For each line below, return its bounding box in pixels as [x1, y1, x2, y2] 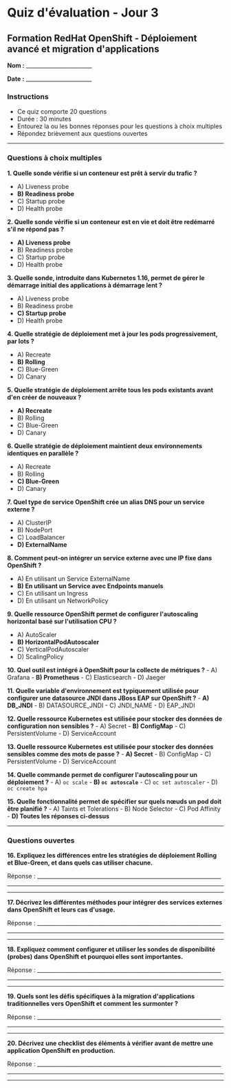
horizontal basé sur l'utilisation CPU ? [7, 617, 117, 625]
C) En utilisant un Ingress [16, 589, 88, 597]
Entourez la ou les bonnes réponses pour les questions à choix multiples [16, 122, 223, 130]
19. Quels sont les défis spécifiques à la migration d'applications [7, 991, 195, 1000]
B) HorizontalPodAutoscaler [16, 638, 100, 646]
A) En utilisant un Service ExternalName [16, 574, 131, 583]
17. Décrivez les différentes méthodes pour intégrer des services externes [7, 898, 223, 906]
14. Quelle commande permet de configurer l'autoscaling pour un [7, 770, 198, 778]
